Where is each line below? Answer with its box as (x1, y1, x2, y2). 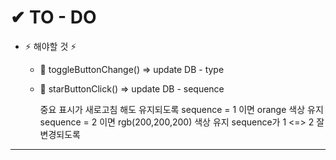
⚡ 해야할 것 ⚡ (24, 40, 77, 52)
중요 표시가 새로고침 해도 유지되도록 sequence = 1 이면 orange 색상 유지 (39, 103, 324, 115)
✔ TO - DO (10, 6, 97, 29)
